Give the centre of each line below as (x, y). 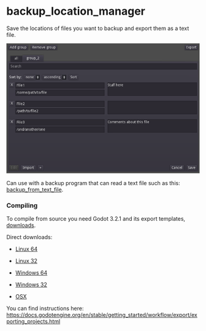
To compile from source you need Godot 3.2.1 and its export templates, (96, 219)
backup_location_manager (76, 11)
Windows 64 (31, 273)
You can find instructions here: (45, 308)
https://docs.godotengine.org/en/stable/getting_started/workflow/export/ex (102, 315)
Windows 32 (31, 285)
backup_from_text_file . (35, 190)
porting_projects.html (33, 321)
